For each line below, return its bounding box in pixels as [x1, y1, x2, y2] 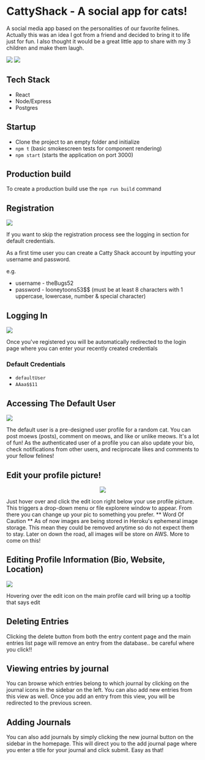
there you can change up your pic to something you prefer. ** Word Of [6, 511, 185, 518]
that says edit [6, 599, 41, 606]
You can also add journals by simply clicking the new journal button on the [6, 734, 194, 741]
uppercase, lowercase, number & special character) [15, 293, 146, 300]
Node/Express [15, 97, 52, 105]
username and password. [6, 256, 71, 263]
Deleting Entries [6, 616, 69, 627]
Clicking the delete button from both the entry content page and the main [6, 632, 191, 640]
